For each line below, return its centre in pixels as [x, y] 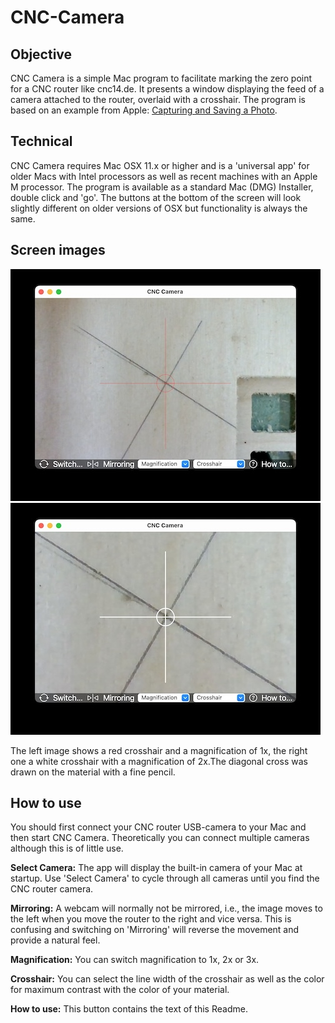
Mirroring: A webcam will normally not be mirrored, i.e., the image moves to [166, 908]
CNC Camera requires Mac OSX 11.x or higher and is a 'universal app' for [160, 165]
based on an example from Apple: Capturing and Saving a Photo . [144, 110]
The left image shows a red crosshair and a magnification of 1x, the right [159, 750]
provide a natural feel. [55, 940]
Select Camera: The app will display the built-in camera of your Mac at [156, 868]
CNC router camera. [52, 889]
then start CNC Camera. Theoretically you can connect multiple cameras [160, 838]
